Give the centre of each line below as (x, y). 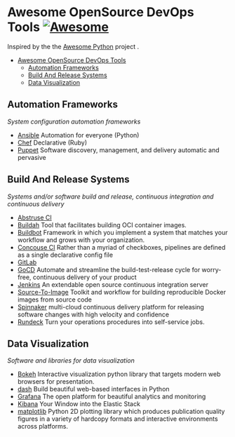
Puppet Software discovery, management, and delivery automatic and (118, 150)
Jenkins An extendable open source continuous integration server (113, 284)
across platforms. (43, 426)
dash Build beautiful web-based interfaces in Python (93, 389)
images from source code (55, 300)
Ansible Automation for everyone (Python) (78, 135)
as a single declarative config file (65, 255)
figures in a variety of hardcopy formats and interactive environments (118, 419)
